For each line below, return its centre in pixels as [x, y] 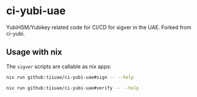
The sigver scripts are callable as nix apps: [59, 66]
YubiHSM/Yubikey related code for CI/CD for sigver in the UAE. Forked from [99, 27]
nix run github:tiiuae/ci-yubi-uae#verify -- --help [73, 88]
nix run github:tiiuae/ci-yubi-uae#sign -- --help [70, 77]
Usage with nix [34, 52]
